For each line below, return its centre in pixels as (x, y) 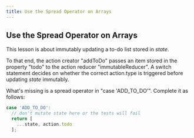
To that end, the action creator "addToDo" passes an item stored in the (92, 61)
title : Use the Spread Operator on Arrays (59, 11)
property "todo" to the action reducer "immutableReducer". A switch (89, 67)
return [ (22, 119)
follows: (16, 97)
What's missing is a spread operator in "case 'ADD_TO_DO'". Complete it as (97, 91)
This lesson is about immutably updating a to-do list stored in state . (88, 49)
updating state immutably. (38, 79)
